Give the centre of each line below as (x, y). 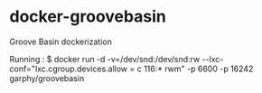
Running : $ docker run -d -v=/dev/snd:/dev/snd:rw (105, 59)
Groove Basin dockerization (61, 42)
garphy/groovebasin (47, 78)
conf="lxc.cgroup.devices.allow (69, 69)
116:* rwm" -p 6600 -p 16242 (198, 69)
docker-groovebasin (88, 17)
